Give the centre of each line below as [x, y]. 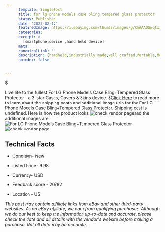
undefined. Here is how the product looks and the [77, 113]
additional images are [27, 118]
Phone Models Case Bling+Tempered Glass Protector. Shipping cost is [76, 108]
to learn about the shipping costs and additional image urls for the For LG [79, 103]
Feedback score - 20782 [37, 184]
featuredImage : [34, 28]
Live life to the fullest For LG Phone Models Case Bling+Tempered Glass [78, 92]
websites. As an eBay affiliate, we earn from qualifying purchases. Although [82, 208]
